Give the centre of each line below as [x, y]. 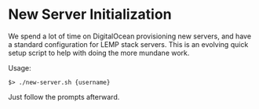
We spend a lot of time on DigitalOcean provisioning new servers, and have [130, 36]
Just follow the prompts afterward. [64, 96]
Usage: [20, 67]
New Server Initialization [90, 15]
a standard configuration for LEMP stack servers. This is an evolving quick [128, 44]
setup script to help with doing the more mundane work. [99, 53]
